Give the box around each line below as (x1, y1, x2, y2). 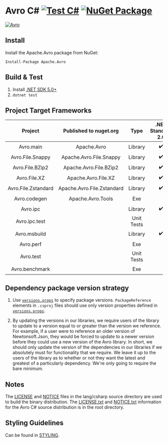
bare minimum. (12, 366, 43, 372)
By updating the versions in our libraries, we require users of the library (12, 317, 159, 324)
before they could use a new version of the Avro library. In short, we (12, 339, 152, 345)
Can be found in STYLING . (5, 432, 60, 438)
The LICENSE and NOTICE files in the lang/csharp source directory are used (5, 394, 162, 399)
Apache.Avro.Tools (68, 195, 113, 202)
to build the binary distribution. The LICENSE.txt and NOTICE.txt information (5, 399, 161, 405)
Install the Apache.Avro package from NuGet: (5, 49, 98, 55)
